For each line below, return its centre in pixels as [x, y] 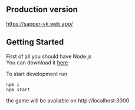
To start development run [37, 74]
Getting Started [35, 42]
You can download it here [37, 62]
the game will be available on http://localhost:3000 [68, 100]
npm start [18, 90]
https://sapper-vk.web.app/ [39, 23]
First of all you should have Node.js [49, 56]
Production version [42, 10]
